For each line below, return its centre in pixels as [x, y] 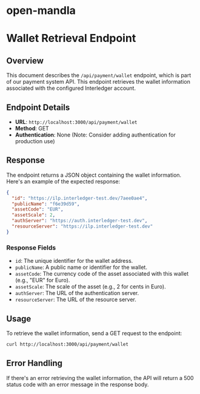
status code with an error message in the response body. [78, 384]
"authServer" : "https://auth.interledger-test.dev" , [80, 221]
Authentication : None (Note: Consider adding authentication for [95, 135]
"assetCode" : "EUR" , [38, 209]
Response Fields [31, 248]
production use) [35, 141]
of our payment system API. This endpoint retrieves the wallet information [98, 82]
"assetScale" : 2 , [34, 215]
